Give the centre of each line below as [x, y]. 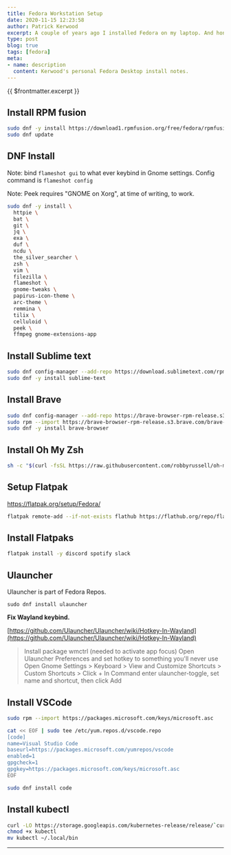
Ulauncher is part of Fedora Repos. [57, 592]
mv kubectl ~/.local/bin [43, 838]
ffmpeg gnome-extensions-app [55, 334]
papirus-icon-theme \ [44, 296]
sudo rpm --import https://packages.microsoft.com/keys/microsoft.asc [110, 718]
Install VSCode [40, 702]
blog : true [23, 46]
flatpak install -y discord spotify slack [69, 554]
